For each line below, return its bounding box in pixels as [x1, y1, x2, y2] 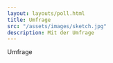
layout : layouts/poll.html [7, 10, 85, 17]
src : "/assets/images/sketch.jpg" [7, 23, 107, 29]
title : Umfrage [7, 16, 51, 23]
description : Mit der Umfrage [7, 29, 95, 36]
